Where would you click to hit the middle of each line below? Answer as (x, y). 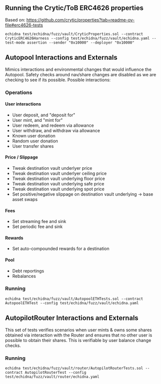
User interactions (23, 104)
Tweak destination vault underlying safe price (58, 183)
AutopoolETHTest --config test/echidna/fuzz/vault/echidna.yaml (72, 303)
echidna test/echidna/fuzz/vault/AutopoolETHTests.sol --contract (74, 299)
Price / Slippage (22, 157)
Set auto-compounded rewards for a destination (61, 248)
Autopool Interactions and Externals (61, 57)
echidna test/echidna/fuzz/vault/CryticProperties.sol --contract (74, 34)
